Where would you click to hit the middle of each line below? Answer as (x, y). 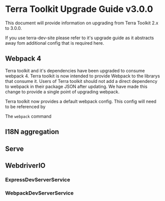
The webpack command (28, 116)
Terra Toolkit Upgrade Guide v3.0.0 (79, 9)
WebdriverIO (25, 166)
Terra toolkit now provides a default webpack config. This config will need (81, 101)
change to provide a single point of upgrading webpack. (62, 92)
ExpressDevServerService (38, 180)
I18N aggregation (32, 132)
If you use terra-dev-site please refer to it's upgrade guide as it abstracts (80, 38)
